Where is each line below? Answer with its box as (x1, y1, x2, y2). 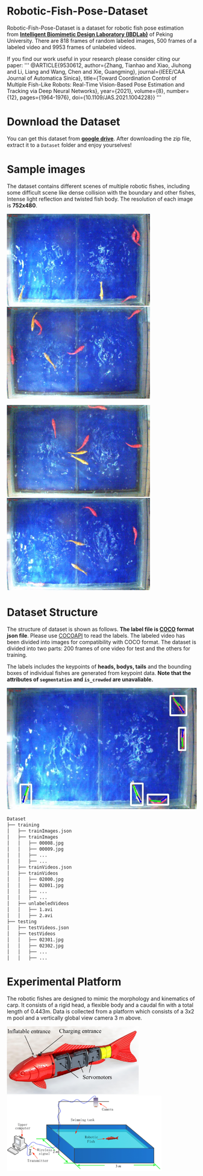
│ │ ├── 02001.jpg (7, 882, 64, 889)
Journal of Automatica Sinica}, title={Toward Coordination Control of (7, 74, 177, 82)
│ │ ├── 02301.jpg (7, 937, 64, 943)
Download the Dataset (7, 115, 120, 129)
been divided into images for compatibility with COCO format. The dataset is (7, 638, 196, 645)
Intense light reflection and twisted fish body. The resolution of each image (7, 195, 193, 202)
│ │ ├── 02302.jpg (7, 943, 64, 949)
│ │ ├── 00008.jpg (7, 840, 64, 847)
